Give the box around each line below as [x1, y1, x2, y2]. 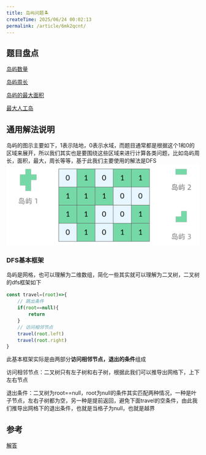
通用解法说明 [6, 124, 55, 134]
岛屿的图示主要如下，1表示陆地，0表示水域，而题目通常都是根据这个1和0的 [6, 142, 195, 149]
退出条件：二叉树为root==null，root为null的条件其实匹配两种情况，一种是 [6, 389, 192, 397]
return [28, 311, 45, 317]
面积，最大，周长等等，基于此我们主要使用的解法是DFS [17, 157, 157, 164]
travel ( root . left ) [17, 330, 64, 337]
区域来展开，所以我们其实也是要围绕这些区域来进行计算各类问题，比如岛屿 [6, 149, 194, 157]
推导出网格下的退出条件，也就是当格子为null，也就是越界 [11, 405, 155, 412]
